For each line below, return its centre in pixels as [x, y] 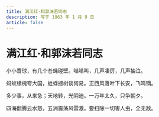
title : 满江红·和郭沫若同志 [37, 11]
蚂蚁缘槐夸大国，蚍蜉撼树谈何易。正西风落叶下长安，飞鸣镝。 [81, 83]
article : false [25, 22]
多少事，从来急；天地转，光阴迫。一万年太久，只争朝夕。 [76, 96]
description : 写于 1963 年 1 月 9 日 [50, 17]
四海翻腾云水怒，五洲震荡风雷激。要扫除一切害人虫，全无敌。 [81, 108]
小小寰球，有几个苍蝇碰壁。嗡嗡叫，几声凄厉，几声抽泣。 [76, 71]
